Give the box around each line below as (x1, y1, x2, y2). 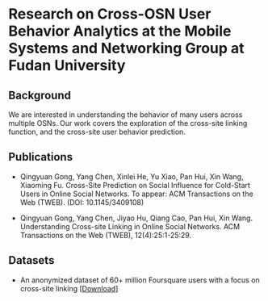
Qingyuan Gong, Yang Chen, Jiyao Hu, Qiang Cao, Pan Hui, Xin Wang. (19, 213, 253, 223)
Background (8, 88, 71, 102)
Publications (8, 150, 73, 164)
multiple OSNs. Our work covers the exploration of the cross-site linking (8, 119, 248, 128)
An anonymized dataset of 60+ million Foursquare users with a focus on (19, 275, 260, 285)
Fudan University (8, 56, 126, 75)
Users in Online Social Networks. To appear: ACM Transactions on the (19, 189, 253, 199)
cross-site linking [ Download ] (19, 283, 119, 293)
